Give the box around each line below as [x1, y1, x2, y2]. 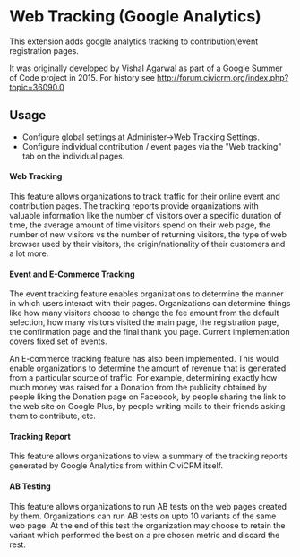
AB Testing [9, 481, 51, 492]
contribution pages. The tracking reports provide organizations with [9, 200, 260, 211]
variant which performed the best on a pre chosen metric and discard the [9, 529, 280, 540]
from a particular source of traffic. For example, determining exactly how [9, 373, 278, 383]
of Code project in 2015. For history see [9, 72, 155, 82]
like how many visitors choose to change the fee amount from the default [9, 307, 279, 319]
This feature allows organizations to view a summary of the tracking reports [9, 450, 288, 462]
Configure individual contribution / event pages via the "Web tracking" [21, 141, 282, 151]
